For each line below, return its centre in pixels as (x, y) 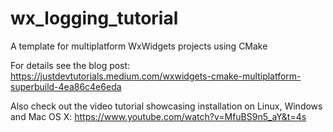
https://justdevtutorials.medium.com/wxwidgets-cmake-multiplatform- (156, 76)
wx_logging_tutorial (94, 18)
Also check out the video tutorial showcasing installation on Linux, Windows (166, 106)
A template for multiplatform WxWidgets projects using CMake (139, 46)
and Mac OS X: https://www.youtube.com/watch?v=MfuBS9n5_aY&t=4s (158, 116)
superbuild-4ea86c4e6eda (66, 86)
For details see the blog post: (70, 65)
